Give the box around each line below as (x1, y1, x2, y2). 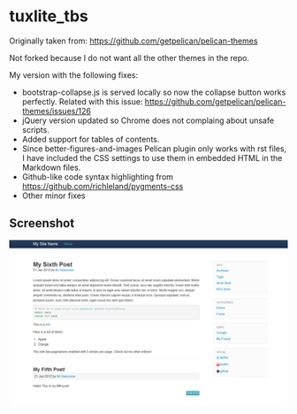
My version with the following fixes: (9, 69, 139, 80)
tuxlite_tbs (9, 6, 88, 27)
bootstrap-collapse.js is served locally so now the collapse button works (21, 87, 286, 97)
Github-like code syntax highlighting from (21, 171, 174, 182)
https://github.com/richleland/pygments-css (21, 180, 184, 191)
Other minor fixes (21, 190, 86, 201)
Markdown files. (21, 162, 81, 172)
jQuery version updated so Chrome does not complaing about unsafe (21, 115, 275, 126)
